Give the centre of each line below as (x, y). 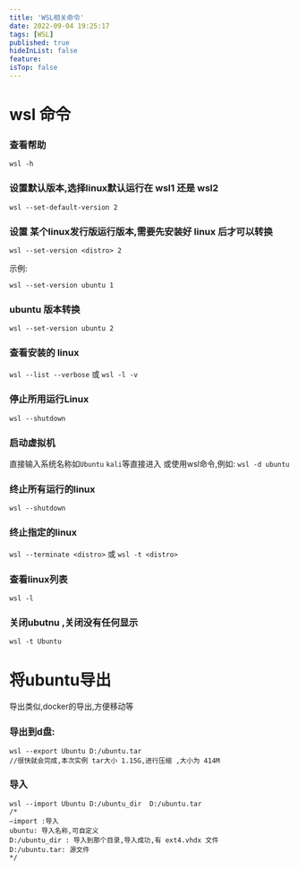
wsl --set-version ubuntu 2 (62, 329)
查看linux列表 (39, 579)
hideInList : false (43, 51)
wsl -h (21, 164)
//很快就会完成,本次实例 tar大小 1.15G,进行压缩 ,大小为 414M (115, 761)
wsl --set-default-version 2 (64, 207)
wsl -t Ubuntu (36, 642)
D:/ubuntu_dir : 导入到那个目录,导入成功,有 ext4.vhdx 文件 (114, 840)
